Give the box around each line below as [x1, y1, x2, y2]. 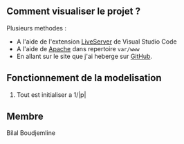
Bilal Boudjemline [6, 129, 56, 137]
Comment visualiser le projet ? [6, 6, 141, 17]
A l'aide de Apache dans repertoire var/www [16, 44, 140, 53]
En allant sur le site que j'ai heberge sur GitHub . [16, 52, 153, 60]
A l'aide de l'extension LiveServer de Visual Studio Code [16, 37, 177, 46]
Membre [6, 111, 44, 123]
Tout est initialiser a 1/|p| [16, 90, 86, 99]
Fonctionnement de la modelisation [6, 72, 162, 84]
